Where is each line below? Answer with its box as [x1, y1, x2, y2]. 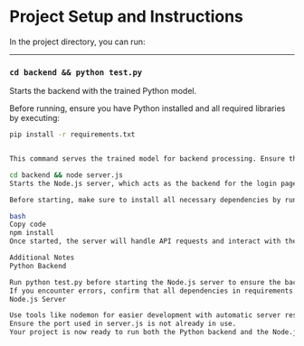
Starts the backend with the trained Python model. [9, 86, 197, 97]
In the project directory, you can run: [9, 36, 146, 47]
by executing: [9, 113, 61, 124]
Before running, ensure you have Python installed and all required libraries [9, 103, 286, 114]
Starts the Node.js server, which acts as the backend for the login [9, 179, 278, 188]
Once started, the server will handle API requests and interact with [9, 237, 281, 246]
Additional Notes [9, 253, 75, 263]
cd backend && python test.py [9, 67, 143, 78]
